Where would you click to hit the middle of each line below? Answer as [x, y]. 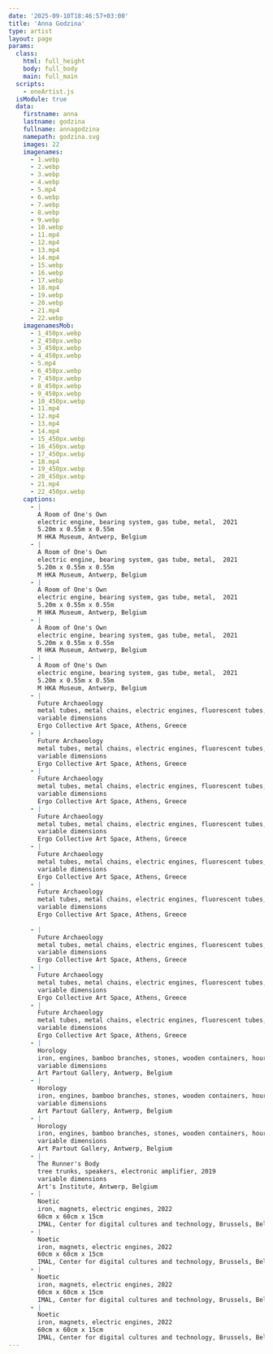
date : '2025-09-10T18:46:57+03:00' [69, 16]
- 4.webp [45, 182]
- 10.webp [46, 227]
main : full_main [51, 76]
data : [25, 106]
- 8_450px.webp [56, 386]
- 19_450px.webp [57, 469]
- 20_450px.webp [57, 477]
